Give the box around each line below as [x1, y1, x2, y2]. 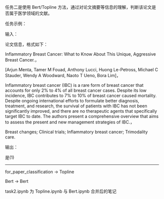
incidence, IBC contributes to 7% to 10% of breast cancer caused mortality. [5, 93, 157, 99]
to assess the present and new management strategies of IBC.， [5, 119, 135, 125]
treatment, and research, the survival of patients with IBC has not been [5, 103, 147, 109]
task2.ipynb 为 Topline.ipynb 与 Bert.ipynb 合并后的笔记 [5, 188, 117, 194]
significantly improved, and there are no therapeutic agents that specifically [5, 108, 157, 114]
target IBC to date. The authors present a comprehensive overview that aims [5, 114, 159, 119]
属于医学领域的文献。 [9, 10, 52, 16]
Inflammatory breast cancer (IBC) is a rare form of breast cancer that [5, 82, 144, 88]
